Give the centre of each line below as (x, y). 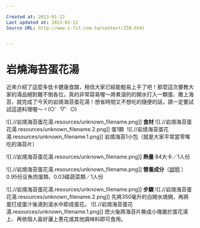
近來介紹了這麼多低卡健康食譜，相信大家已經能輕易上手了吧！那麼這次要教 (97, 87)
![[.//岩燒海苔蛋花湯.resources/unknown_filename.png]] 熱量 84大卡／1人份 (98, 157)
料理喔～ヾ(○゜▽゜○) (49, 109)
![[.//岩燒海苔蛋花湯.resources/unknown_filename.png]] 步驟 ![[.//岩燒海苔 (96, 189)
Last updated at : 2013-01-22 (42, 22)
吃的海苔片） (22, 144)
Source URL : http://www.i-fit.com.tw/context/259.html (76, 28)
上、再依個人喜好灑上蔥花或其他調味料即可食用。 (66, 219)
